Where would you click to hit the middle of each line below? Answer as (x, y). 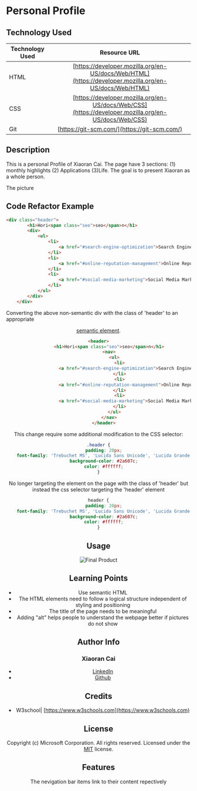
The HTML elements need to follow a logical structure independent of (103, 599)
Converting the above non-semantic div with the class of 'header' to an (92, 313)
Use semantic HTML (103, 592)
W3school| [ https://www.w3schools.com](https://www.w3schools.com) (103, 710)
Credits (98, 696)
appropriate (20, 319)
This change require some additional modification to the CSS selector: (98, 434)
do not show (103, 623)
